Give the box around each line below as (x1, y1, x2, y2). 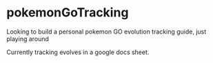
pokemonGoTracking (6, 5, 129, 21)
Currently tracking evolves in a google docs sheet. (6, 48, 150, 56)
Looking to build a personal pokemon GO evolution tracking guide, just (6, 27, 207, 36)
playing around (6, 34, 50, 42)
